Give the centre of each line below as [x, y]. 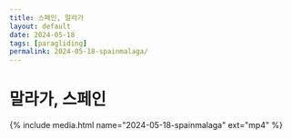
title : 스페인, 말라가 [47, 18]
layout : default [40, 26]
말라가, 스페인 [58, 99]
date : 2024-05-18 [42, 35]
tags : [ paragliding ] [49, 43]
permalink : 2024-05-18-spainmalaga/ [79, 52]
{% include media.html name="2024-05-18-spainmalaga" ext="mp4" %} [146, 125]
